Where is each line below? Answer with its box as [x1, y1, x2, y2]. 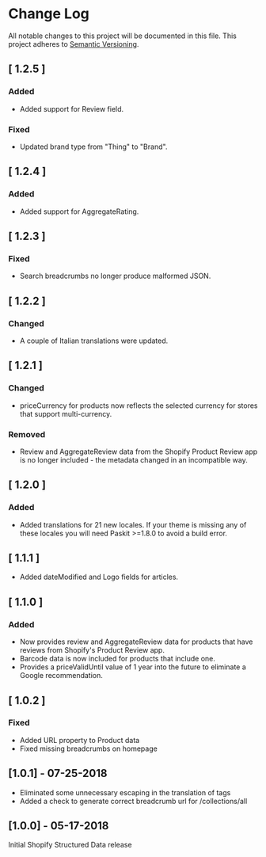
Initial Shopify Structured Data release [8, 840, 132, 850]
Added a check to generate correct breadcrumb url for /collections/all [19, 796, 248, 806]
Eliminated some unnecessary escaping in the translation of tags [19, 787, 231, 797]
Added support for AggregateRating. [19, 207, 139, 216]
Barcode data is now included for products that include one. [19, 654, 215, 664]
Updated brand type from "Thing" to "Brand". [19, 142, 168, 151]
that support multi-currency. [19, 409, 112, 418]
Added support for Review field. [19, 104, 124, 113]
